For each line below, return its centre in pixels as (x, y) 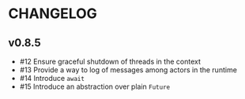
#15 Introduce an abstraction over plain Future (95, 86)
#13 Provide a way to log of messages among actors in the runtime (128, 70)
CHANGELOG (53, 14)
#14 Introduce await (52, 78)
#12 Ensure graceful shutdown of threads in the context (110, 61)
